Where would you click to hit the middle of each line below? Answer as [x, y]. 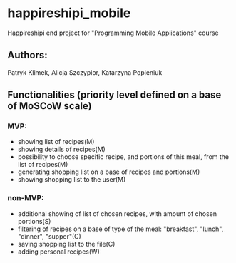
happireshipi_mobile [69, 13]
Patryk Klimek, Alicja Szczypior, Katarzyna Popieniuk [85, 72]
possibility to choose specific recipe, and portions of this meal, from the [123, 157]
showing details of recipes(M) [61, 149]
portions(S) [34, 221]
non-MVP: [26, 198]
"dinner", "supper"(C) [50, 236]
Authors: [27, 55]
